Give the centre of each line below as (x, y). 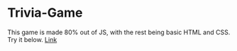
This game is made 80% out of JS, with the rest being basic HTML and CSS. (119, 32)
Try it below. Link (32, 39)
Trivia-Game (45, 13)
